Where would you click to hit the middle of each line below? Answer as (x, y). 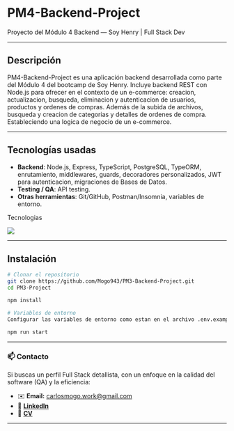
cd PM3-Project (29, 288)
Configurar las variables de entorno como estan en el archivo (101, 319)
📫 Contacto (28, 356)
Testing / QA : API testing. (54, 189)
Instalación (32, 259)
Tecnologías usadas (52, 150)
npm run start (28, 332)
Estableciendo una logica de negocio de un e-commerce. (89, 122)
